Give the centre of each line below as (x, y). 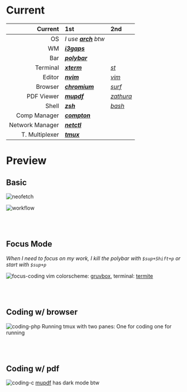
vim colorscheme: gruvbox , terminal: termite (100, 276)
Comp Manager (38, 115)
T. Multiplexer (40, 134)
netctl (73, 125)
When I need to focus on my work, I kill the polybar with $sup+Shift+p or (93, 258)
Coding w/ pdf (33, 368)
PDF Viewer (43, 96)
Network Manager (34, 125)
